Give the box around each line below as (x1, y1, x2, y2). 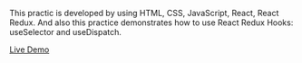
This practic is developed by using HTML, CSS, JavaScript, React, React (9, 8, 279, 18)
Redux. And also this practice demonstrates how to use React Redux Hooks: (9, 17, 294, 28)
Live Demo (9, 44, 50, 55)
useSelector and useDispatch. (9, 27, 122, 37)
